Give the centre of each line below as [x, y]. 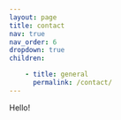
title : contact [37, 26]
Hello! [20, 108]
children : [27, 58]
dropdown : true [37, 50]
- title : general [57, 75]
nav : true [27, 34]
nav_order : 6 [33, 42]
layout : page [33, 17]
